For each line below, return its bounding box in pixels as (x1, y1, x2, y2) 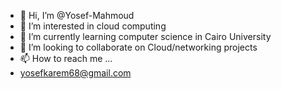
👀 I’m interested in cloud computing (19, 20, 167, 32)
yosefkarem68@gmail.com (19, 67, 132, 79)
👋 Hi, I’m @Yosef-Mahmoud (19, 10, 135, 21)
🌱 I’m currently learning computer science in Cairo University (19, 31, 272, 42)
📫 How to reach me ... (19, 53, 113, 64)
